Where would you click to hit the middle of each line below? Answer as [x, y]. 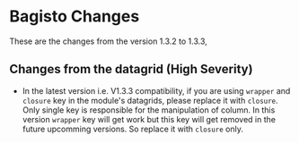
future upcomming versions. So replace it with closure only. [133, 129]
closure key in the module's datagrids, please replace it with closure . [150, 100]
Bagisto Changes [75, 17]
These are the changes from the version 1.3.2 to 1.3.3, [109, 41]
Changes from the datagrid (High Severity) [131, 69]
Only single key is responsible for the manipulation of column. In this [149, 110]
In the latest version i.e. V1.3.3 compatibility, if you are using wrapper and [156, 90]
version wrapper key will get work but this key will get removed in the [149, 119]
